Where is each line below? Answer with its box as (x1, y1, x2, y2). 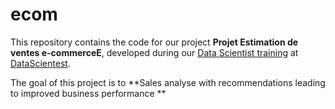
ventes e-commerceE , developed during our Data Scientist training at (10, 46, 299, 58)
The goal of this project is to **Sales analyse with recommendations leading (10, 76, 326, 88)
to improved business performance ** (10, 87, 167, 99)
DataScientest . (10, 57, 71, 69)
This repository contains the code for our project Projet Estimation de (10, 36, 299, 48)
